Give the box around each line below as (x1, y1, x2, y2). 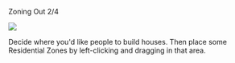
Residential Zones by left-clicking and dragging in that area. (8, 45, 207, 55)
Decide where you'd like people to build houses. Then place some (8, 37, 228, 46)
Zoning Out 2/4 (8, 7, 59, 16)
